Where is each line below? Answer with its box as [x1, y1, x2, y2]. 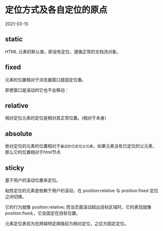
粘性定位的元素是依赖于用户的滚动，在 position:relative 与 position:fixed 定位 [5, 188, 159, 193]
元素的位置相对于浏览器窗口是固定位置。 [5, 77, 86, 83]
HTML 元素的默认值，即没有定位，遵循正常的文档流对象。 [5, 48, 121, 54]
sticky [5, 164, 24, 172]
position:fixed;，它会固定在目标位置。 [5, 210, 81, 216]
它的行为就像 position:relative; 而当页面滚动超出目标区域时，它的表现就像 [5, 204, 152, 210]
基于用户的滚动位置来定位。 [5, 177, 61, 183]
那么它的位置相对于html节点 [5, 149, 61, 155]
